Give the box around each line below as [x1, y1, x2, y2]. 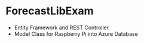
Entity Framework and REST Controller [14, 24, 109, 31]
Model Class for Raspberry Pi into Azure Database [14, 30, 138, 37]
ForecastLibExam [5, 4, 94, 18]
